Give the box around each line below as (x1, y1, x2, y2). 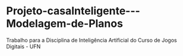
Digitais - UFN (6, 43, 41, 50)
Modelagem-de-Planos (6, 17, 124, 30)
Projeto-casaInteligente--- (6, 4, 141, 18)
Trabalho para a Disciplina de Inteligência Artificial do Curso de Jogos (6, 36, 177, 43)
